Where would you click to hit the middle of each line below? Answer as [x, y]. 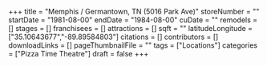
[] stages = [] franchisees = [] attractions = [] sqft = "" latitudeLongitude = [131, 28]
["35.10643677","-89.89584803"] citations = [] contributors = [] [113, 37]
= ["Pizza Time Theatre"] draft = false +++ [79, 54]
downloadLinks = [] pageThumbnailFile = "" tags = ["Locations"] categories [133, 45]
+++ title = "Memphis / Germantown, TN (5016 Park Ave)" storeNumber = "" [134, 12]
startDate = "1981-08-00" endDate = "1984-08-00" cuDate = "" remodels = [133, 20]
